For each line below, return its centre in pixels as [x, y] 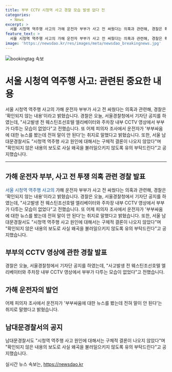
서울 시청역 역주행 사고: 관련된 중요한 [78, 81]
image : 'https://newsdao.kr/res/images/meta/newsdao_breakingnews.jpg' [83, 44]
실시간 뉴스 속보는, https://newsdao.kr [44, 364]
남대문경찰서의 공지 [34, 327]
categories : [18, 15]
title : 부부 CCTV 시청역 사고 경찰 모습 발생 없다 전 [55, 10]
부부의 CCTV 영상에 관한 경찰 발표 [56, 252]
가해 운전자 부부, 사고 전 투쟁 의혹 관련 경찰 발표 [76, 177]
